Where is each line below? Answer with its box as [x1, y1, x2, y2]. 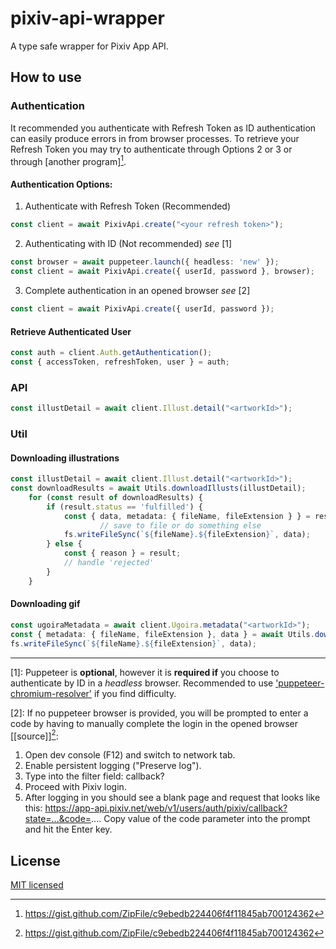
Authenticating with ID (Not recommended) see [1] [24, 238, 233, 250]
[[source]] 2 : [10, 728, 59, 742]
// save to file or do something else [99, 520, 262, 531]
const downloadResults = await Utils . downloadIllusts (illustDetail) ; [10, 483, 307, 494]
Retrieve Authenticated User [10, 325, 132, 337]
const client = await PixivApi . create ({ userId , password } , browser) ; [10, 267, 315, 277]
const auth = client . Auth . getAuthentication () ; [10, 348, 213, 358]
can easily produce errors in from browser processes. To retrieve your [10, 132, 300, 144]
